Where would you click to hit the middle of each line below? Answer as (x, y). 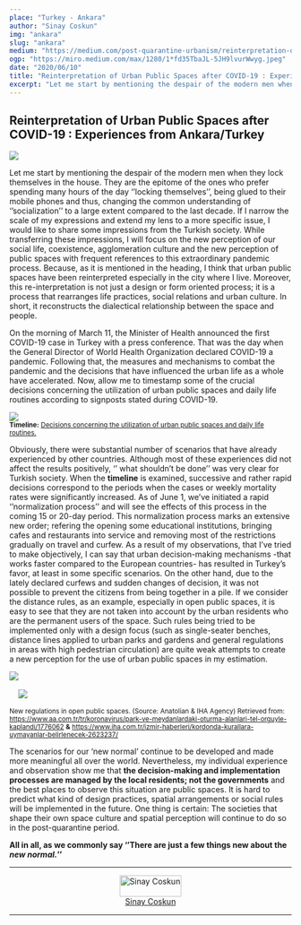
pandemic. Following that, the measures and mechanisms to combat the (142, 362)
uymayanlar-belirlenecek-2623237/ (64, 735)
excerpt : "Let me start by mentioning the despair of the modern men (142, 84)
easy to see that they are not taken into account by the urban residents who (149, 611)
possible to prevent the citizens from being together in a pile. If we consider (149, 592)
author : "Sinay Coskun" (54, 26)
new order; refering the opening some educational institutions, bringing (141, 526)
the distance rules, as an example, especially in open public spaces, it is (142, 602)
